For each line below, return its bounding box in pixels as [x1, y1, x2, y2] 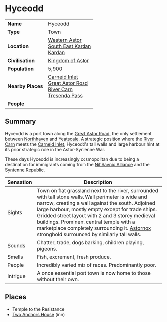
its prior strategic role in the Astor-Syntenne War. [5, 146, 106, 152]
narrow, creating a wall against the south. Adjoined [37, 199, 156, 206]
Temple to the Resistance [12, 306, 65, 312]
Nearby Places [7, 83, 43, 90]
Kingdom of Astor [48, 57, 89, 64]
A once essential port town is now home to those [37, 269, 151, 276]
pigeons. [37, 245, 57, 252]
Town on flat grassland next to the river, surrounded [37, 187, 158, 194]
